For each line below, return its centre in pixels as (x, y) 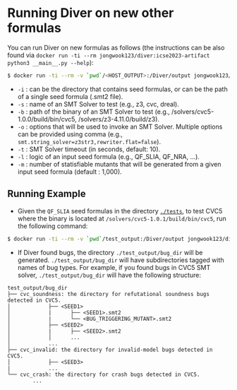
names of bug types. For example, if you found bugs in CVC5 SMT (114, 267)
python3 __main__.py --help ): (50, 62)
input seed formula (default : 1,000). (69, 172)
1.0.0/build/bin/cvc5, (47, 119)
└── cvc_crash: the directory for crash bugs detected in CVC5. (104, 374)
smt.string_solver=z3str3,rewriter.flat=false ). (89, 141)
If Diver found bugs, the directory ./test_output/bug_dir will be (110, 252)
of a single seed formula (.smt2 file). (70, 96)
